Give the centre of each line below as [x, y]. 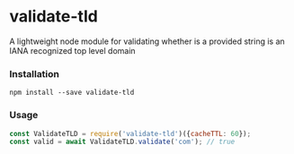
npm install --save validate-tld [72, 93]
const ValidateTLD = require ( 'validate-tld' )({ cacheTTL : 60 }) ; [130, 133]
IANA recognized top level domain [73, 50]
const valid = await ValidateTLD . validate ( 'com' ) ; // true [122, 142]
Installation [35, 73]
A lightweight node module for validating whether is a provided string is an [147, 41]
